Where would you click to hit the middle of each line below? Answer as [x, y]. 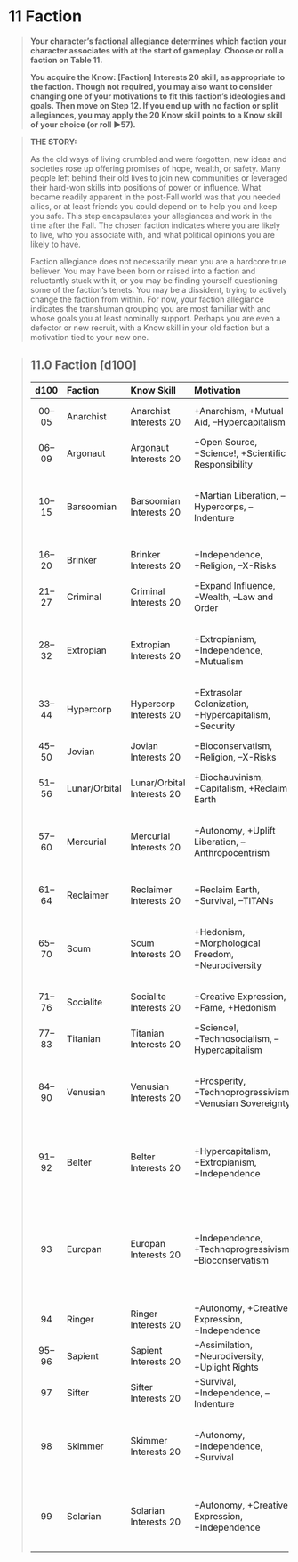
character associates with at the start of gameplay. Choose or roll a [157, 50]
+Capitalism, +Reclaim [241, 788]
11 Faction [45, 16]
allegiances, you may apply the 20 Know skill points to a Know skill [156, 115]
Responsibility [223, 464]
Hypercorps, [220, 507]
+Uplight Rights [226, 1367]
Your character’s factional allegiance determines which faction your [158, 41]
